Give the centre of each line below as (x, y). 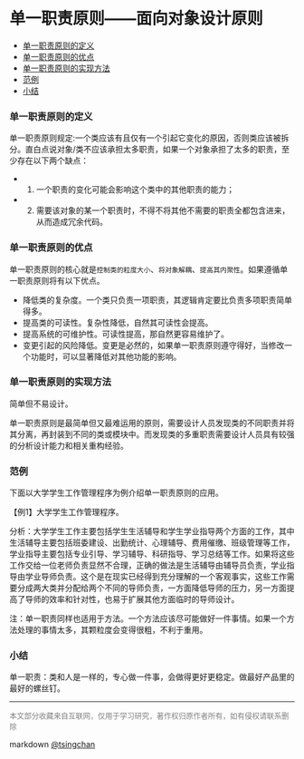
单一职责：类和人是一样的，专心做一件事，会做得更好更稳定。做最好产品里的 (152, 677)
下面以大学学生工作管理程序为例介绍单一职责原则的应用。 (116, 493)
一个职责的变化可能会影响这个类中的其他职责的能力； (135, 190)
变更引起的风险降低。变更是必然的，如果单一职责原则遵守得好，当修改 (153, 345)
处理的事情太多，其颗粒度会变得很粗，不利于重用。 (112, 630)
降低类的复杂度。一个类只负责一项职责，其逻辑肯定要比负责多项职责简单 (157, 299)
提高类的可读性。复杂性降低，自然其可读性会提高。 (118, 322)
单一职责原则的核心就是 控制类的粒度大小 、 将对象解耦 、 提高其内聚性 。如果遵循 (145, 269)
